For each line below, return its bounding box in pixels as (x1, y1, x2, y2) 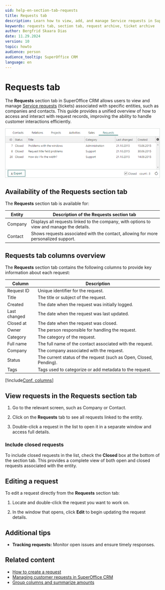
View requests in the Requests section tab (5, 392, 137, 400)
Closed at (7, 320, 27, 326)
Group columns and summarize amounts (12, 579, 95, 585)
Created (7, 301, 24, 307)
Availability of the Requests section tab (5, 187, 128, 196)
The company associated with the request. (37, 348, 124, 354)
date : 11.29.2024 (5, 34, 41, 39)
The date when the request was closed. (37, 320, 118, 326)
